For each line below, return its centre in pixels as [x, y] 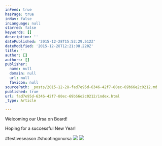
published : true [22, 92]
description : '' [22, 37]
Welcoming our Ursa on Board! [36, 119]
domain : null [23, 73]
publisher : [16, 64]
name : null [21, 69]
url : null [19, 78]
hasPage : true [20, 14]
